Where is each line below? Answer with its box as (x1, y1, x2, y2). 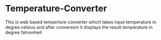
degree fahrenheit (5, 29, 42, 35)
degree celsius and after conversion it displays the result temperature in (5, 24, 153, 30)
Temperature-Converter (5, 3, 107, 14)
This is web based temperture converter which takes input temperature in (5, 19, 156, 25)
